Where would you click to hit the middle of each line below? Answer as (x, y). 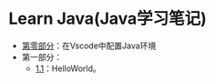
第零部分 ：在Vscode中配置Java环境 (89, 46)
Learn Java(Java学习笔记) (107, 19)
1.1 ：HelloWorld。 (68, 68)
